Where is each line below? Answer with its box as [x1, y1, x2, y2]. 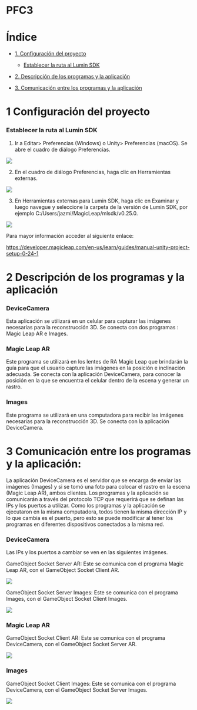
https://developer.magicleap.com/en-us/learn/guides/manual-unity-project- [6, 243, 190, 251]
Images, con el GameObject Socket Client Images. [6, 595, 128, 602]
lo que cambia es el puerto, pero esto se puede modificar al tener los [6, 514, 173, 521]
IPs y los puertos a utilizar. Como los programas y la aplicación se [6, 502, 165, 509]
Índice [6, 31, 37, 44]
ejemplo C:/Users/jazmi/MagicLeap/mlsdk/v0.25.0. [14, 210, 138, 217]
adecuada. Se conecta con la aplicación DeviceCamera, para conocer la [6, 371, 181, 378]
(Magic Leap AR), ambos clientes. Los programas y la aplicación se [6, 489, 169, 496]
